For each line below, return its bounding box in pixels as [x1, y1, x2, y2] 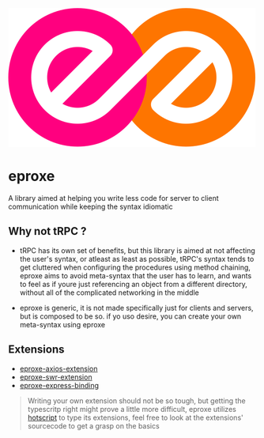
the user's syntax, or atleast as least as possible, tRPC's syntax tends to [19, 254, 255, 263]
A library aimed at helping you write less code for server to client [8, 193, 219, 202]
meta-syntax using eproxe [19, 319, 105, 329]
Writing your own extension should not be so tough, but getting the [27, 395, 247, 406]
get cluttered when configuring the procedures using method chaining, [19, 262, 251, 272]
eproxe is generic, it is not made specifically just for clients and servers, [19, 303, 255, 312]
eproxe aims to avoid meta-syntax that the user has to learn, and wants [19, 270, 252, 280]
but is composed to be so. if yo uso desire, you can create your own [19, 312, 242, 321]
